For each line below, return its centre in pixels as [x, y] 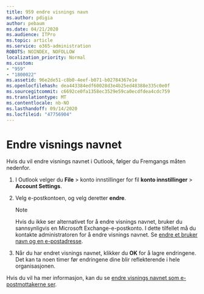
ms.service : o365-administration [49, 46]
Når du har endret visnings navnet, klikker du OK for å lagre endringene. [106, 253]
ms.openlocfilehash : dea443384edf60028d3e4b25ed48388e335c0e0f [88, 86]
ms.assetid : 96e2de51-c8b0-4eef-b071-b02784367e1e [72, 80]
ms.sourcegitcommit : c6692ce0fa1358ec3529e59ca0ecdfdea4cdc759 [88, 92]
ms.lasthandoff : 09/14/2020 [42, 108]
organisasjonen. [35, 266]
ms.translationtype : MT [37, 97]
